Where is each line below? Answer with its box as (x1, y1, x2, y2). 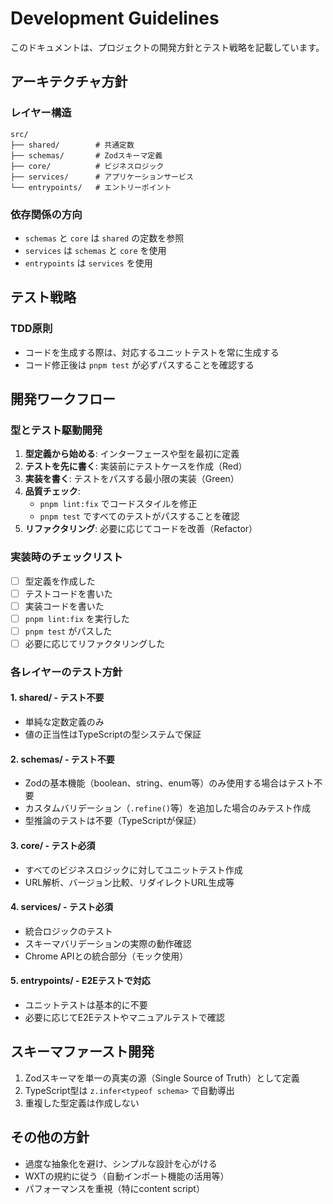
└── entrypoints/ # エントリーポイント (10, 182, 172, 192)
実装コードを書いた (24, 600, 105, 612)
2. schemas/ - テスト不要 (10, 753, 115, 765)
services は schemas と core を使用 (24, 244, 167, 256)
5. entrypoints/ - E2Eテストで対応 (10, 975, 151, 987)
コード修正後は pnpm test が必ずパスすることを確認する (24, 358, 255, 371)
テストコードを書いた (24, 587, 113, 599)
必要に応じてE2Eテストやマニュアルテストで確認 (24, 1011, 225, 1023)
